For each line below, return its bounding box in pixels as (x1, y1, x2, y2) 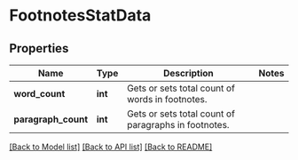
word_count (13, 88, 66, 100)
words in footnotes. (127, 93, 208, 105)
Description (162, 68, 215, 79)
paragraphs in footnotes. (127, 119, 230, 131)
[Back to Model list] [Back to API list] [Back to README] (9, 141, 213, 152)
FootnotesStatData (9, 5, 152, 26)
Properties (9, 41, 69, 56)
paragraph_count (13, 113, 89, 125)
